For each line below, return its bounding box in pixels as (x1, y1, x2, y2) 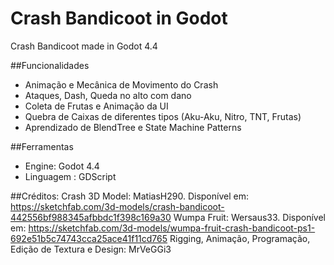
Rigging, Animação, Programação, (169, 232, 311, 244)
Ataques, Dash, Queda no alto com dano (24, 89, 192, 101)
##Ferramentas (10, 140, 74, 152)
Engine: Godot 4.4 (24, 160, 100, 172)
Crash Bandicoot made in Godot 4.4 (10, 40, 158, 52)
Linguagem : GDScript (24, 170, 117, 182)
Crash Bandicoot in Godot (10, 7, 228, 30)
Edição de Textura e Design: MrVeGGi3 (10, 243, 172, 255)
